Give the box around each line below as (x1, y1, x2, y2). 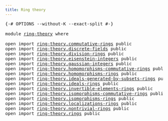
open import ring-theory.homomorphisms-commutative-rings (5, 66, 150, 71)
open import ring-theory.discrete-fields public (5, 46, 126, 51)
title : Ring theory (5, 7, 46, 12)
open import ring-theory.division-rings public (5, 51, 124, 56)
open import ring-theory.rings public (5, 111, 100, 116)
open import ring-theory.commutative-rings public (5, 41, 132, 46)
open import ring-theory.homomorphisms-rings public (5, 71, 137, 76)
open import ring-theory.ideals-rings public (5, 81, 119, 86)
